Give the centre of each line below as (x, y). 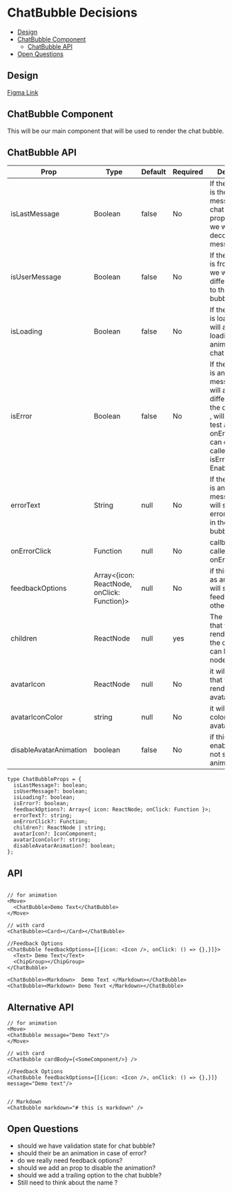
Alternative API (40, 1007)
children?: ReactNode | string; (60, 828)
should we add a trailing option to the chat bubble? (89, 1175)
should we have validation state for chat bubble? (86, 1146)
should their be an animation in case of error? (82, 1153)
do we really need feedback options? (70, 1160)
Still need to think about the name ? (67, 1182)
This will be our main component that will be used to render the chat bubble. (116, 131)
